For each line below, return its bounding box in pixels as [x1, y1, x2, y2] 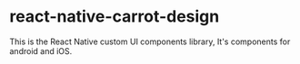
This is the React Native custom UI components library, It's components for [9, 36, 291, 47]
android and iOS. [9, 45, 73, 56]
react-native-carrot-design [9, 6, 220, 27]
